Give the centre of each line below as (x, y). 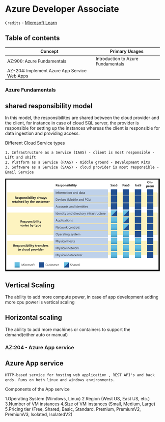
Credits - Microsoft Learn (31, 23)
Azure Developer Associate (62, 9)
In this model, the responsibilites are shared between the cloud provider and (82, 118)
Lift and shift (21, 157)
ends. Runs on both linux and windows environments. (60, 380)
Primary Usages (127, 51)
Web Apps (18, 76)
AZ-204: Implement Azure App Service (47, 70)
